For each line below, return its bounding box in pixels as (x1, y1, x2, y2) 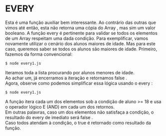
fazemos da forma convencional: (5, 51, 73, 57)
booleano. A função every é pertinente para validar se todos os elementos (5, 30, 158, 36)
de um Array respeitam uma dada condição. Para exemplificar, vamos (5, 35, 149, 41)
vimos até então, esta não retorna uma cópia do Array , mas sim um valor (5, 24, 156, 30)
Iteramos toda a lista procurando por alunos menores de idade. (5, 69, 135, 75)
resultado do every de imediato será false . (5, 114, 93, 120)
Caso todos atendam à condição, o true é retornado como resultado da (5, 120, 151, 126)
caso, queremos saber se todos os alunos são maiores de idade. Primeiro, (5, 46, 158, 52)
